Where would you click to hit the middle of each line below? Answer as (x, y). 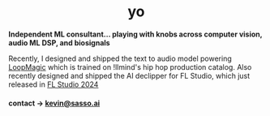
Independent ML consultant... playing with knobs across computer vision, (135, 34)
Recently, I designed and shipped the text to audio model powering (120, 58)
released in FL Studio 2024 (54, 84)
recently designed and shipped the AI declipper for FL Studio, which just (129, 75)
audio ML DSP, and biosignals (60, 42)
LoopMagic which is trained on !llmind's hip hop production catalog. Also (130, 67)
